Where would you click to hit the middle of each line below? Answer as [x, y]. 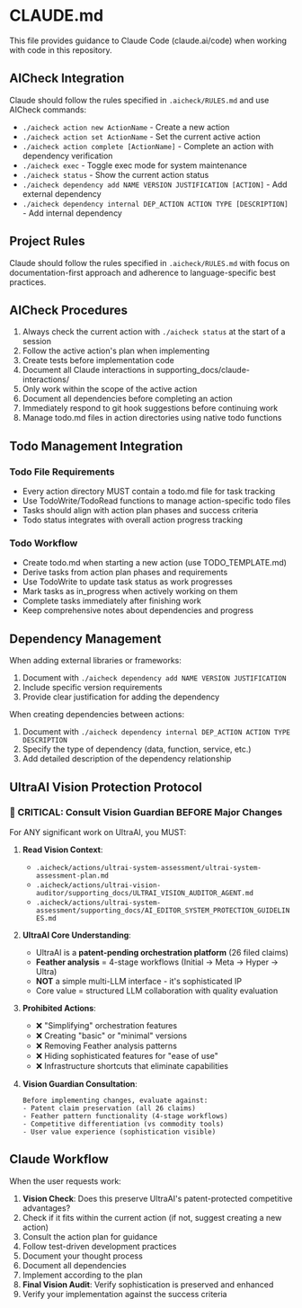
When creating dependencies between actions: [97, 715]
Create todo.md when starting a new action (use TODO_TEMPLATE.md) [155, 563]
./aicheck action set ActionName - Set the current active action [141, 137]
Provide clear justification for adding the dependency [121, 697]
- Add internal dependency [72, 213]
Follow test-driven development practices [99, 1246]
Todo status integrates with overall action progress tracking [132, 520]
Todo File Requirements [62, 471]
